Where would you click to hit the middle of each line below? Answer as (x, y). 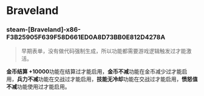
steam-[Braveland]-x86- (43, 30)
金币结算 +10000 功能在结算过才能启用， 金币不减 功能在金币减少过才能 (94, 72)
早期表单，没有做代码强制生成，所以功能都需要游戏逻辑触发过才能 (104, 51)
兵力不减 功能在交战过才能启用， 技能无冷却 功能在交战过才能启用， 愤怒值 (107, 79)
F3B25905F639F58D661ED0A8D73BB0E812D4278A (86, 37)
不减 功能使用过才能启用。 (38, 87)
